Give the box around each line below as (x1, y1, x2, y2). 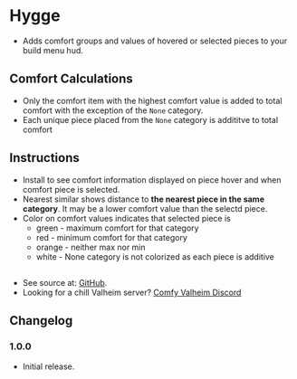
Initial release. (22, 361, 75, 372)
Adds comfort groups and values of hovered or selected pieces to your (22, 35, 288, 46)
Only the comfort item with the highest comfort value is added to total (22, 95, 283, 106)
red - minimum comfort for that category (35, 232, 188, 242)
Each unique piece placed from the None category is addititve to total (22, 114, 279, 125)
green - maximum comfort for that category (35, 223, 199, 233)
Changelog (9, 313, 73, 328)
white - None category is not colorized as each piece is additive (35, 251, 274, 262)
